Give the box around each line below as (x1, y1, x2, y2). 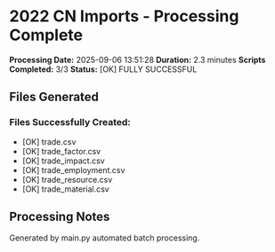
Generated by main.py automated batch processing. (9, 232, 200, 243)
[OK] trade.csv (21, 136, 77, 147)
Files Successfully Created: (9, 116, 132, 129)
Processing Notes (9, 209, 110, 224)
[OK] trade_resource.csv (21, 174, 113, 185)
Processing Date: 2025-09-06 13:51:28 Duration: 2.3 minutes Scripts (9, 54, 266, 65)
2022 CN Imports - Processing (9, 6, 239, 27)
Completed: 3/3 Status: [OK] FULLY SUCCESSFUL (9, 64, 198, 75)
